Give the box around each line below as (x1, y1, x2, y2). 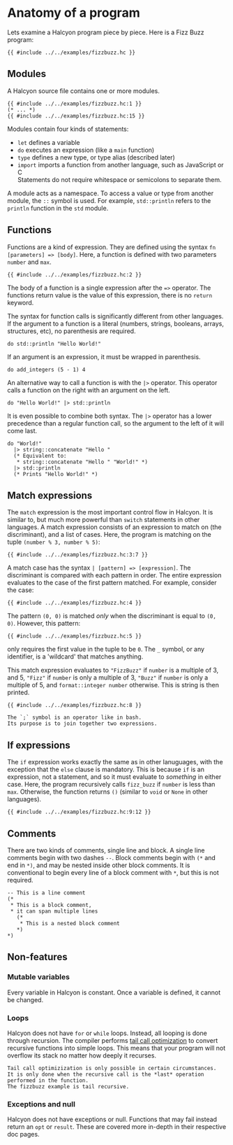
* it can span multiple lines (10, 908, 98, 915)
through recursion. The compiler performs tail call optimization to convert (7, 1036, 218, 1044)
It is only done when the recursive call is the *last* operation (7, 1071, 204, 1078)
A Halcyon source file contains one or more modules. (7, 86, 160, 95)
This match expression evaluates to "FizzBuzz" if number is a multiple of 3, (7, 666, 219, 675)
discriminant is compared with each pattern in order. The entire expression (7, 571, 222, 579)
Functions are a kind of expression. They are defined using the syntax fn (7, 243, 216, 251)
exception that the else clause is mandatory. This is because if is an (7, 765, 204, 774)
